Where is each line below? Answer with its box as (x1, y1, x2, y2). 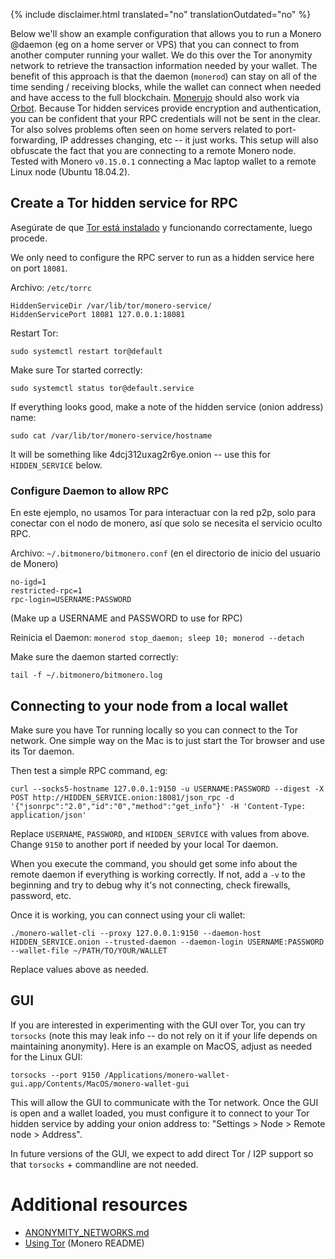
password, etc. (10, 889, 72, 901)
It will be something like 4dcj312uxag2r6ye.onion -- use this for (10, 448, 272, 460)
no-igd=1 (10, 577, 47, 588)
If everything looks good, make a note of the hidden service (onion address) (10, 400, 324, 413)
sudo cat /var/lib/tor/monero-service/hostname (10, 430, 213, 441)
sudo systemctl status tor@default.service (10, 383, 195, 393)
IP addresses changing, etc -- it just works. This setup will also (59, 134, 319, 146)
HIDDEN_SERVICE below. (10, 459, 103, 471)
